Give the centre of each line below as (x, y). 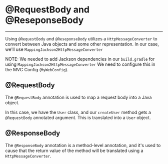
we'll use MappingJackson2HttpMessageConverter (54, 49)
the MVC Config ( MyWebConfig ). (37, 69)
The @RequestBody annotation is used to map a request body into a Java (78, 97)
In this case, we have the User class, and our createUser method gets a (78, 112)
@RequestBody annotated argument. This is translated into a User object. (78, 117)
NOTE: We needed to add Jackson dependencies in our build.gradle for (80, 59)
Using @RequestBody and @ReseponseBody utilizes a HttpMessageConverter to (81, 38)
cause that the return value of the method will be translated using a (74, 151)
